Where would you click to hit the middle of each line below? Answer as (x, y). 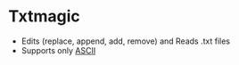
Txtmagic (45, 16)
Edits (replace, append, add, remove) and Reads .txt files (126, 41)
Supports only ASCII (58, 50)
